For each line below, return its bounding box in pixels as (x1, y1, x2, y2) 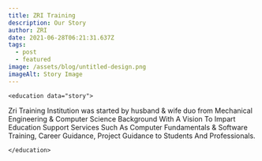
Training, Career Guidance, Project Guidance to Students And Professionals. (8, 131, 256, 140)
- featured (15, 56, 51, 64)
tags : (8, 41, 26, 49)
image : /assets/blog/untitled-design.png (8, 63, 147, 71)
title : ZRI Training (8, 11, 77, 20)
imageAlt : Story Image (8, 70, 83, 78)
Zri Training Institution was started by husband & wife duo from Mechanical (8, 106, 253, 115)
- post (15, 48, 37, 56)
